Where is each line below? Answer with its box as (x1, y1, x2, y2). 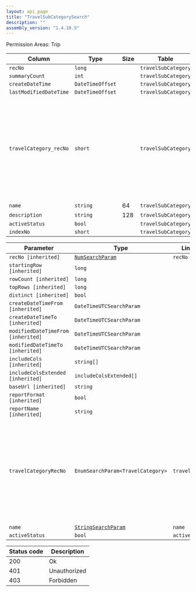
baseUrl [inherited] (9, 384, 66, 390)
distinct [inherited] (9, 292, 69, 299)
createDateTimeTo (9, 314, 57, 321)
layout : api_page (6, 8, 48, 15)
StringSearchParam (74, 524, 125, 531)
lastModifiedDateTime (9, 89, 69, 95)
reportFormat (9, 392, 45, 398)
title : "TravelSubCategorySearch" (6, 14, 90, 20)
